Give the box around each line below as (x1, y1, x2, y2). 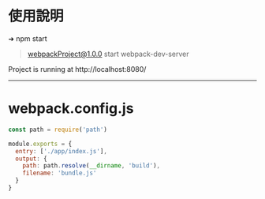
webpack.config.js (8, 99, 134, 118)
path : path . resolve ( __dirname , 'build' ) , (22, 162, 160, 170)
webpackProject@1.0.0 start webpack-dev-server (27, 49, 189, 58)
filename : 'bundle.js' (22, 169, 97, 178)
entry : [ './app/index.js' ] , (15, 147, 108, 155)
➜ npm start (8, 33, 47, 43)
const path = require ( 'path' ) (8, 126, 108, 133)
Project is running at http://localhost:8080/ (8, 64, 147, 73)
